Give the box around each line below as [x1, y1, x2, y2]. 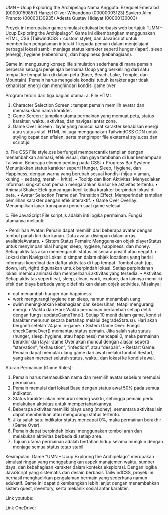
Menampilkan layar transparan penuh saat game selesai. [5, 203, 122, 208]
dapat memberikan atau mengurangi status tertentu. [12, 412, 120, 417]
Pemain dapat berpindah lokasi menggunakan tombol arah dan [12, 427, 142, 434]
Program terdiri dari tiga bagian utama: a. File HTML [5, 93, 112, 98]
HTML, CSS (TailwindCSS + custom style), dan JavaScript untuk [5, 35, 138, 41]
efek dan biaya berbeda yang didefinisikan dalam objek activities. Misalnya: [5, 281, 161, 287]
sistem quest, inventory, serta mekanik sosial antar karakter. [5, 485, 129, 491]
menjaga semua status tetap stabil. [12, 444, 85, 450]
